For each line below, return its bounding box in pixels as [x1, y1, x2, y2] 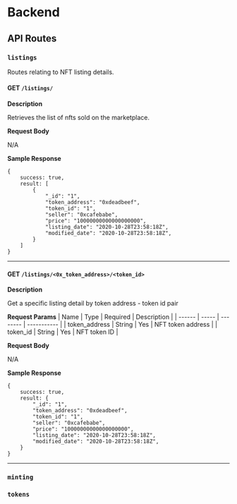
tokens [7, 491, 30, 498]
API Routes [7, 32, 57, 44]
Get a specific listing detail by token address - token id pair [7, 299, 178, 308]
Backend [7, 4, 60, 20]
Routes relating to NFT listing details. [7, 68, 114, 76]
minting [7, 474, 34, 481]
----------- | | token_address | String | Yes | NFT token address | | [27, 320, 218, 329]
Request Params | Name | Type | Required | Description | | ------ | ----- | [7, 313, 220, 321]
